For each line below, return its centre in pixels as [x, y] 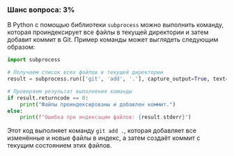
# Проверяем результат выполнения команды [70, 91]
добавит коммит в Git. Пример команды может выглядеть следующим [113, 40]
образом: [21, 47]
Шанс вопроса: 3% [41, 10]
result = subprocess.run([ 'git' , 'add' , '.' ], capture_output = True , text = [118, 79]
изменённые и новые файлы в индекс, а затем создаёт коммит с [104, 138]
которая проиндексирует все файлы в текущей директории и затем [108, 32]
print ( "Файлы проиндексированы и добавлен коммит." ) [98, 104]
